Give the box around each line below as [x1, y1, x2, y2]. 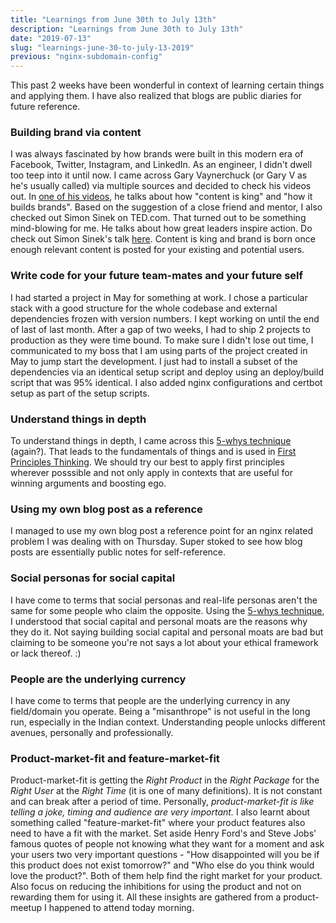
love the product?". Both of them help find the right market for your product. [10, 870, 323, 882]
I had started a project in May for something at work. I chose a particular [10, 291, 308, 303]
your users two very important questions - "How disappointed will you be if [10, 849, 320, 861]
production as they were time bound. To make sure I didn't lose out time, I [10, 334, 314, 346]
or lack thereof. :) [10, 647, 82, 659]
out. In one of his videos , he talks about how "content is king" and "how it [10, 191, 313, 203]
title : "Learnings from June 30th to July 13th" [10, 14, 217, 25]
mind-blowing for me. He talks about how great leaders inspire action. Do [10, 222, 313, 235]
